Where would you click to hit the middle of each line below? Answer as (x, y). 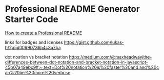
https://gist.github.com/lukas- (94, 42)
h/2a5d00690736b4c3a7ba (33, 47)
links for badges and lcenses (34, 42)
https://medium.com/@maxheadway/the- (111, 57)
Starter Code (32, 19)
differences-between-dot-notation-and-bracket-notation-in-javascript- (77, 62)
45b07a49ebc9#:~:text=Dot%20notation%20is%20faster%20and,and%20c (82, 67)
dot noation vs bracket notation (37, 57)
